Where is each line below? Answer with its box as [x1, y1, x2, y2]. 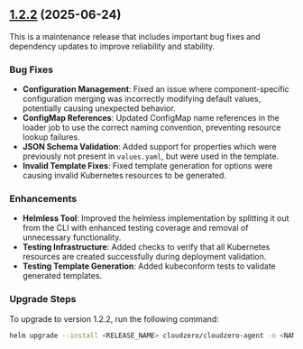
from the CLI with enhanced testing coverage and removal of [22, 223, 249, 234]
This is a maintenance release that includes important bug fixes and [9, 31, 262, 41]
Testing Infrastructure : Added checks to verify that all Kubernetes [22, 242, 271, 253]
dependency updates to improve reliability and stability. [9, 41, 216, 51]
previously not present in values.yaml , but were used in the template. [22, 151, 280, 161]
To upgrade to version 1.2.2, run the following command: [9, 313, 219, 324]
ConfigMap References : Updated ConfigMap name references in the [22, 113, 280, 124]
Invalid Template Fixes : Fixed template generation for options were [22, 161, 273, 171]
